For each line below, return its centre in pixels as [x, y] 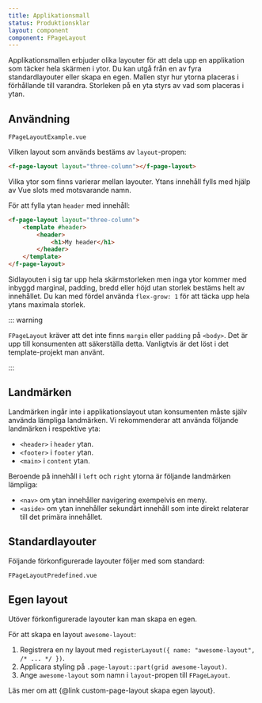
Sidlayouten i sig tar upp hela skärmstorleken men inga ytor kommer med [127, 279]
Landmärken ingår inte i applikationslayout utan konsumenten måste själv [128, 411]
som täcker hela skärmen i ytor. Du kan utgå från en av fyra [105, 69]
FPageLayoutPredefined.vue [53, 575]
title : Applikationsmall [49, 15]
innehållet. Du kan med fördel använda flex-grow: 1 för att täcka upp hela [129, 296]
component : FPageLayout [47, 38]
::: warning [26, 320]
